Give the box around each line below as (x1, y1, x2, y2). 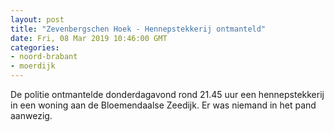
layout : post (10, 14, 65, 25)
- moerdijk (10, 61, 56, 71)
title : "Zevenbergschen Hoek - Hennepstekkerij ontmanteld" (10, 24, 267, 34)
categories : (10, 42, 60, 53)
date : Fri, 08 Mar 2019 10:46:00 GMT (10, 33, 168, 43)
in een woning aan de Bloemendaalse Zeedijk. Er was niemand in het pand (10, 99, 317, 111)
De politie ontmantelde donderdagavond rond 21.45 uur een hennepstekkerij (10, 89, 325, 100)
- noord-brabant (10, 52, 78, 62)
